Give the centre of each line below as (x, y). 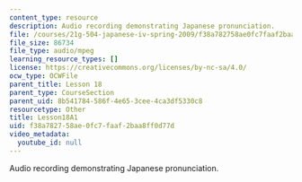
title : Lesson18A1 (44, 117)
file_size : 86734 (42, 43)
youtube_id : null (50, 143)
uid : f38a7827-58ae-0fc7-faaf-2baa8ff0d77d (92, 126)
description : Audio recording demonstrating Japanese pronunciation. (142, 26)
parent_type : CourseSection (62, 92)
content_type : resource (54, 17)
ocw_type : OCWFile (44, 76)
